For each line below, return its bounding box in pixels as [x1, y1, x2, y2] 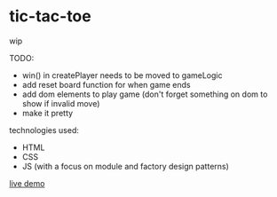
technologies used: [9, 124, 80, 135]
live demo [9, 177, 45, 188]
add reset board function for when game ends [21, 79, 191, 90]
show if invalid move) [21, 98, 100, 108]
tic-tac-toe [9, 6, 91, 27]
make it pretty [21, 107, 74, 118]
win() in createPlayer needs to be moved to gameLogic [21, 69, 223, 81]
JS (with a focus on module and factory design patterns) [21, 161, 229, 171]
